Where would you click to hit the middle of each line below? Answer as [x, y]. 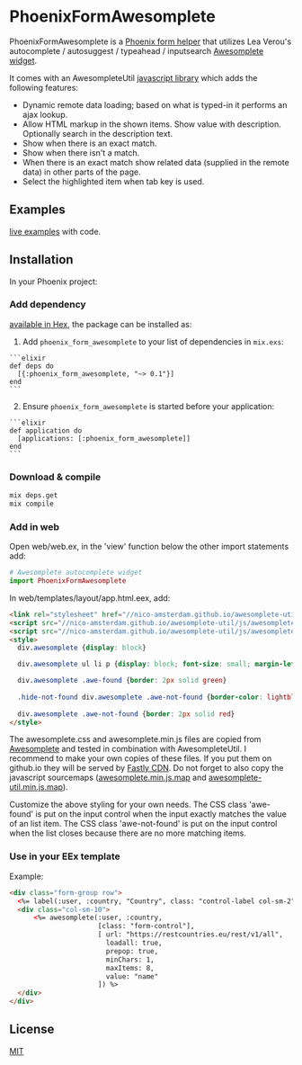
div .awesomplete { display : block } [82, 648]
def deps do [31, 366]
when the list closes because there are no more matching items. [128, 833]
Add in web [35, 526]
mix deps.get [34, 496]
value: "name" [132, 976]
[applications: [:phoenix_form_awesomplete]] [104, 438]
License [32, 1029]
